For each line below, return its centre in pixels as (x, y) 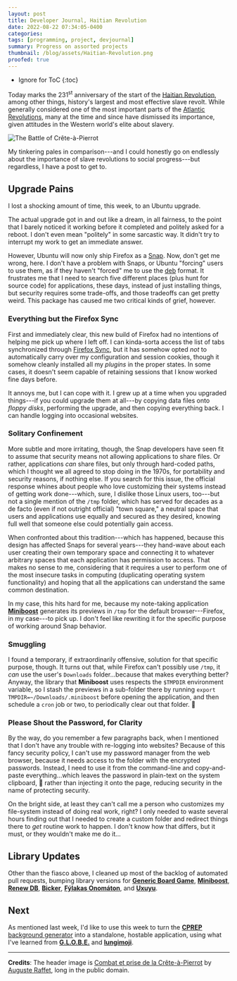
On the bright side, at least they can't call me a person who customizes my (116, 804)
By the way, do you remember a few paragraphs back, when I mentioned (113, 738)
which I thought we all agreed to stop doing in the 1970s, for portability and (116, 471)
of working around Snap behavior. (57, 626)
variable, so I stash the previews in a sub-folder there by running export (112, 690)
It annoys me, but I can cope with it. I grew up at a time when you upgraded (117, 393)
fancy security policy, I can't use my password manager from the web (109, 753)
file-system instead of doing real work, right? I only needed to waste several (118, 812)
